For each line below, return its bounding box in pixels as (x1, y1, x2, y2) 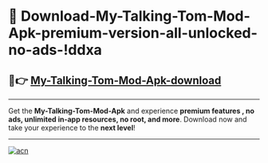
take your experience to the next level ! (8, 123, 136, 132)
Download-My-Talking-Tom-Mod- (21, 7, 251, 25)
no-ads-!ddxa (8, 41, 102, 59)
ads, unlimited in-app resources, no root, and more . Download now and (8, 114, 247, 124)
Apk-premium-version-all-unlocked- (8, 24, 258, 42)
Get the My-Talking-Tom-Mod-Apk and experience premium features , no (8, 107, 255, 115)
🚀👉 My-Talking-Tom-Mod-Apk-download (8, 73, 222, 87)
